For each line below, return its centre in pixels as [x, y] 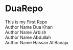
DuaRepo [24, 8]
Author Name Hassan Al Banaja [37, 42]
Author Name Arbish [26, 32]
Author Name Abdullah [28, 37]
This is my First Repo [26, 22]
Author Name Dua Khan [29, 27]
